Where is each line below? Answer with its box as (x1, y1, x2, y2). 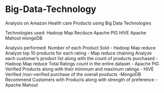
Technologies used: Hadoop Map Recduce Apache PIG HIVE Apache (5, 29, 147, 35)
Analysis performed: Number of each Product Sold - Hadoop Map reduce (5, 44, 156, 50)
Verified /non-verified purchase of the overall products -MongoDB (5, 71, 141, 77)
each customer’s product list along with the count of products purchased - (5, 55, 158, 61)
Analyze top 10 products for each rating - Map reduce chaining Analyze (5, 50, 152, 56)
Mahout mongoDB (5, 35, 43, 41)
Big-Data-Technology (5, 3, 96, 15)
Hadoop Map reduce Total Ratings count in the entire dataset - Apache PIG (5, 60, 160, 66)
